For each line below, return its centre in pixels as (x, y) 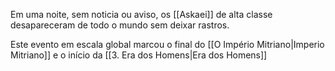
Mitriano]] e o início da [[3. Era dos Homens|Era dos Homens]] (139, 55)
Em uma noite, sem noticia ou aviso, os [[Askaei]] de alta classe (141, 14)
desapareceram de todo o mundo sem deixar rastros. (120, 25)
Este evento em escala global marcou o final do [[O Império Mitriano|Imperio (167, 44)
